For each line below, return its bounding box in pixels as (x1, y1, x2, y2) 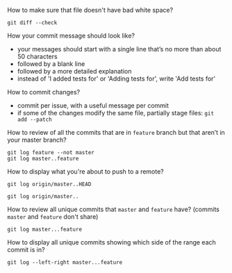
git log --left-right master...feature (7, 259, 123, 266)
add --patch (17, 116, 52, 123)
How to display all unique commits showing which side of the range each (7, 238, 217, 246)
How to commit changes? (7, 88, 81, 96)
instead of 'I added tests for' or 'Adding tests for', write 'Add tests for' (17, 74, 216, 83)
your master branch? (7, 135, 67, 144)
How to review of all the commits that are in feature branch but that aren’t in (7, 129, 226, 136)
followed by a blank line (17, 60, 85, 68)
